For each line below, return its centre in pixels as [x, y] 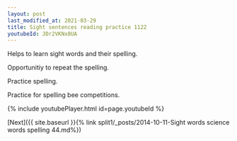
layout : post [27, 14]
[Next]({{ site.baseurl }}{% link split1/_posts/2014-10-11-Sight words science [118, 123]
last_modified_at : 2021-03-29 [52, 21]
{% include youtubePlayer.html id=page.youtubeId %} [86, 109]
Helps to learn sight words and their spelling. [73, 54]
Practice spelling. [33, 81]
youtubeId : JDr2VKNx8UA [42, 34]
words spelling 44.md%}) [44, 130]
